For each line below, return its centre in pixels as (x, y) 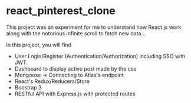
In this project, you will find (39, 45)
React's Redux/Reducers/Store (52, 81)
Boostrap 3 (28, 87)
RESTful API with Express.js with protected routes (75, 94)
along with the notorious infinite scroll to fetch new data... (76, 33)
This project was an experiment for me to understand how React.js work (94, 27)
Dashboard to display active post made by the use (75, 68)
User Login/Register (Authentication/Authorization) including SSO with (100, 56)
